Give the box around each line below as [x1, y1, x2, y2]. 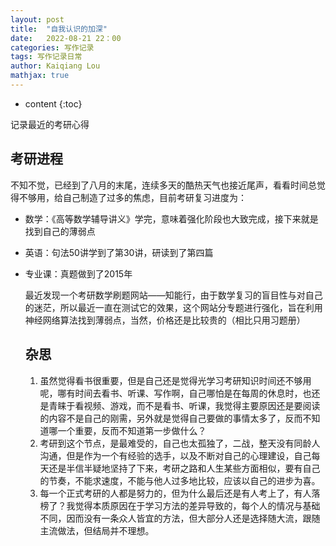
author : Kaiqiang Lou [10, 61, 101, 71]
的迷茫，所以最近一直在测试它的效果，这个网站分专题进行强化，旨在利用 [24, 301, 323, 313]
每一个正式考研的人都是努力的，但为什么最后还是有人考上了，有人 [39, 487, 312, 499]
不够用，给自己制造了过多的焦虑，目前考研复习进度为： [18, 191, 247, 203]
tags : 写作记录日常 [10, 52, 83, 62]
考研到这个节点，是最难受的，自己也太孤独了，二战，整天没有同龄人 [39, 437, 321, 449]
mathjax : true [10, 71, 70, 81]
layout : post [10, 14, 65, 25]
